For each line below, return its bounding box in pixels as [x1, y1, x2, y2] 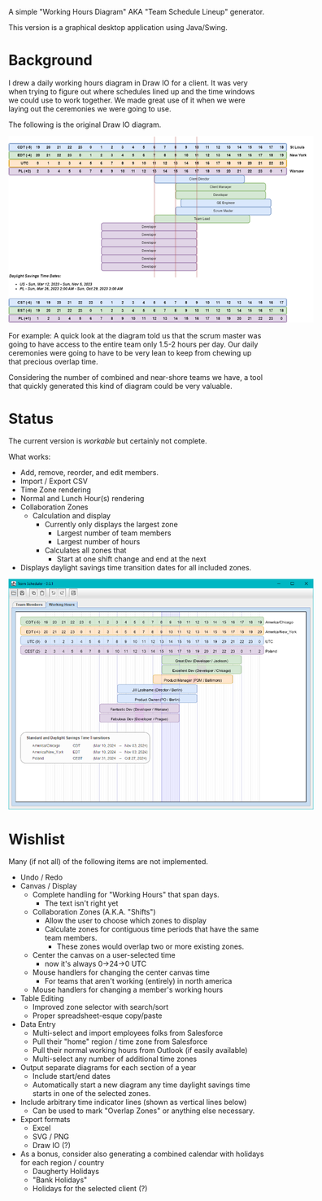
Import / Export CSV [20, 476, 88, 487]
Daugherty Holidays [32, 1167, 100, 1177]
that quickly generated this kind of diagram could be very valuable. [8, 381, 233, 391]
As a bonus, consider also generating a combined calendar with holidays [20, 1149, 264, 1159]
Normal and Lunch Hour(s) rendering [20, 494, 145, 504]
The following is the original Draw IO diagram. [8, 120, 162, 129]
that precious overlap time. [8, 356, 98, 366]
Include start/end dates [32, 1072, 111, 1081]
